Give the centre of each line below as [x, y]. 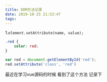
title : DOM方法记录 [24, 10]
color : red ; [26, 46]
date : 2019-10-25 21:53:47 [33, 14]
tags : [11, 19]
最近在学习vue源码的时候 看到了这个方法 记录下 [54, 74]
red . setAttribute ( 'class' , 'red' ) [41, 64]
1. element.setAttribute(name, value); [45, 33]
